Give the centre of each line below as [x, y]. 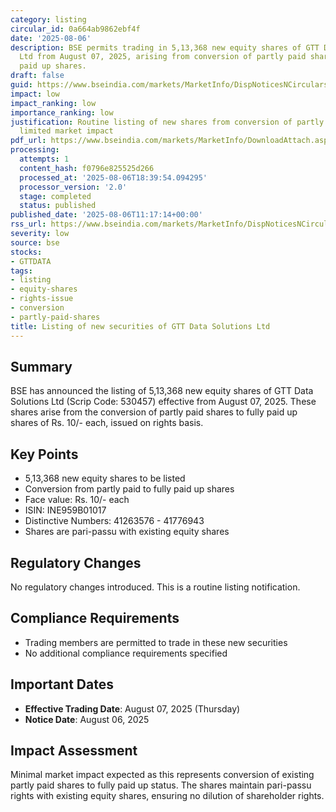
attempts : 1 [44, 159]
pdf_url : [28, 141]
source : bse [35, 242]
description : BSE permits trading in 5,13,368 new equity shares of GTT [165, 47]
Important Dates [62, 684]
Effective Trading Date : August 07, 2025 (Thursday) [132, 708]
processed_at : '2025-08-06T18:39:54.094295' [113, 177]
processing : [35, 150]
